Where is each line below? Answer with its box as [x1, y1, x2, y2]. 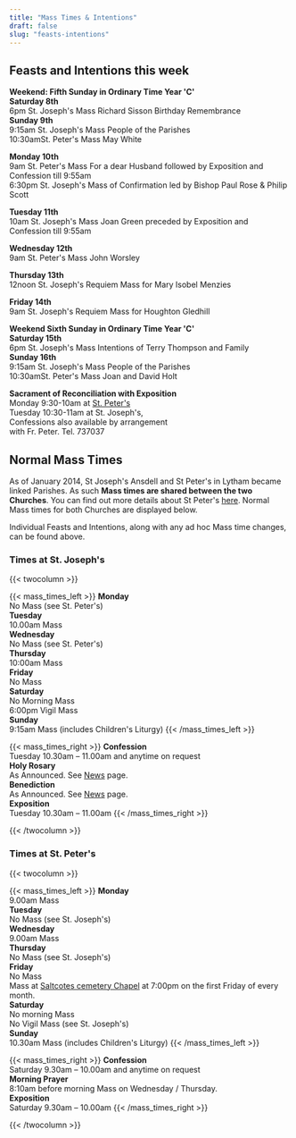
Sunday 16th [9, 352, 57, 363]
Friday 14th [9, 297, 52, 308]
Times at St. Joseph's [9, 553, 105, 566]
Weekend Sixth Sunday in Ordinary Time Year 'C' [9, 324, 194, 334]
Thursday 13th [9, 270, 64, 281]
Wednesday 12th [9, 243, 73, 254]
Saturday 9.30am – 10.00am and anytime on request [9, 1064, 201, 1075]
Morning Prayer [9, 1074, 69, 1084]
